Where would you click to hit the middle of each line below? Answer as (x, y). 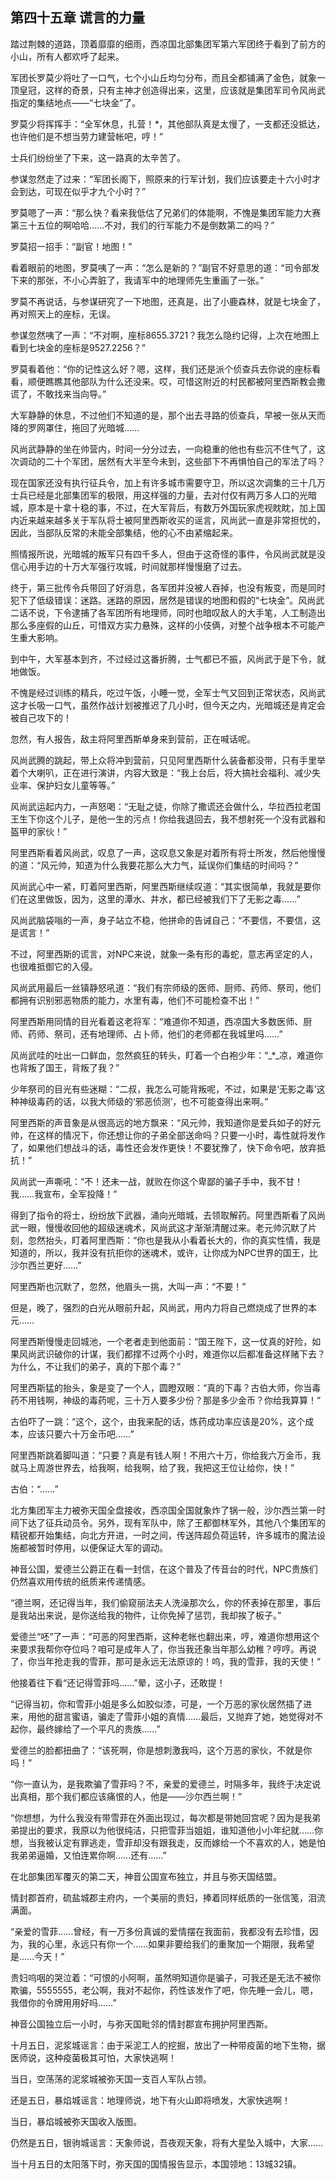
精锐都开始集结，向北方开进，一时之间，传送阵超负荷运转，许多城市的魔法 (163, 1535)
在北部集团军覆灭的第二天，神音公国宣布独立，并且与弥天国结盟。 (146, 1876)
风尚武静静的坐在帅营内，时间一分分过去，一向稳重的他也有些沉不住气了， (163, 449)
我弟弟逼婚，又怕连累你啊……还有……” (88, 1855)
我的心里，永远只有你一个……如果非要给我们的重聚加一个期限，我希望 (171, 1944)
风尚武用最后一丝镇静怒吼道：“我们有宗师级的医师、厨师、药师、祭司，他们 (166, 987)
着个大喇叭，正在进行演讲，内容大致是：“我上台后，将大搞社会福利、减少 (161, 772)
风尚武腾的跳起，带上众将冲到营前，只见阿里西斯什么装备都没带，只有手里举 (168, 760)
